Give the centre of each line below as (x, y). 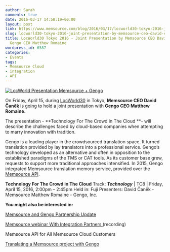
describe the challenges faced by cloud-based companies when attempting (84, 126)
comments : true (21, 15)
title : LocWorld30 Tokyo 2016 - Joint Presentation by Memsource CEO (80, 39)
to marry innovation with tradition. (40, 132)
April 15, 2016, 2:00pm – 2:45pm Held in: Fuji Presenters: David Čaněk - (80, 189)
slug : (11, 34)
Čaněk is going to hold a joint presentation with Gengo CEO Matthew (78, 106)
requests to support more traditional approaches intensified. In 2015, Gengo (84, 163)
